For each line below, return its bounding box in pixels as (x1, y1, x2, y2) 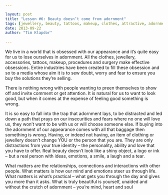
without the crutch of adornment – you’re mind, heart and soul (5, 184, 133, 190)
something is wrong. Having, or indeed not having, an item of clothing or (5, 132, 154, 137)
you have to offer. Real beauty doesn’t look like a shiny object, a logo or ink (5, 148, 160, 153)
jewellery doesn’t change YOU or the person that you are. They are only (5, 137, 153, 143)
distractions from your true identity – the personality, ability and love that (5, 142, 155, 148)
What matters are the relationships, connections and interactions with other (5, 163, 160, 168)
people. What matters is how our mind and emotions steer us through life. (5, 168, 156, 174)
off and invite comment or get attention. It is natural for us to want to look (5, 90, 156, 96)
